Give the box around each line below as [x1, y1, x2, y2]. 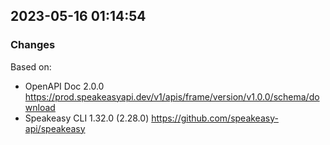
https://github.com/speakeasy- [151, 112, 279, 124]
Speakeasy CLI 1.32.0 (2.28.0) [24, 112, 150, 124]
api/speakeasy [24, 122, 86, 134]
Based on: [10, 60, 52, 73]
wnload [24, 101, 56, 113]
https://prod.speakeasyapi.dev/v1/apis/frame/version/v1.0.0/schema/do [24, 90, 320, 103]
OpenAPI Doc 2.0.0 [24, 80, 105, 92]
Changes [10, 38, 56, 52]
